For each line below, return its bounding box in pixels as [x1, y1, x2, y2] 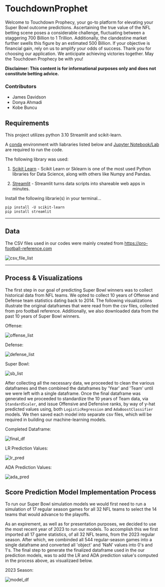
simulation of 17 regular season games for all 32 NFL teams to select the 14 [5, 506, 157, 512]
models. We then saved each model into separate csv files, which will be [5, 411, 152, 417]
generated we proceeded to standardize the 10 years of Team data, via [5, 395, 148, 401]
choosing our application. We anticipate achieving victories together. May [5, 50, 154, 57]
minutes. [12, 186, 30, 192]
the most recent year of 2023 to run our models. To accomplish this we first [5, 526, 158, 532]
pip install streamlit [5, 209, 52, 214]
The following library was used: [5, 156, 69, 163]
